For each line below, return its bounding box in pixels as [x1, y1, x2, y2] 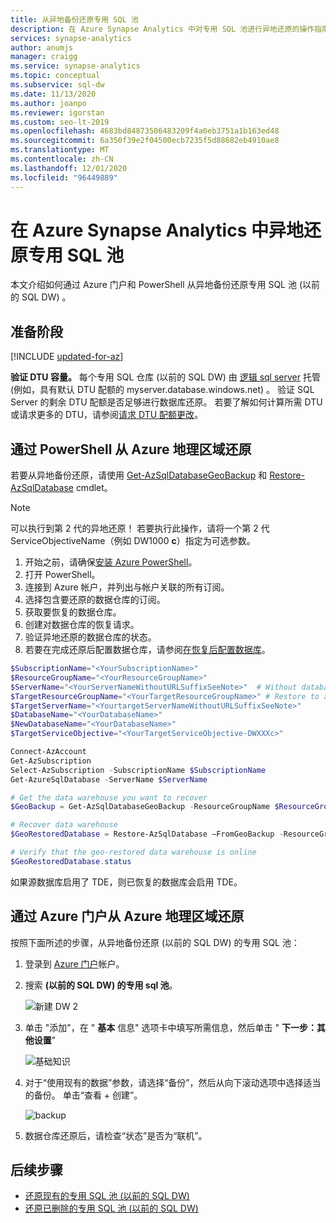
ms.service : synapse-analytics [10, 61, 141, 71]
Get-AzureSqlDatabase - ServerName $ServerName [10, 774, 208, 785]
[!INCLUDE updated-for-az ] [10, 351, 124, 363]
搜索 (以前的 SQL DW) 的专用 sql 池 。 [24, 979, 178, 991]
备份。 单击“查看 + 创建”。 [33, 1089, 143, 1101]
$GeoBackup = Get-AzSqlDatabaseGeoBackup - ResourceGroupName [10, 802, 271, 812]
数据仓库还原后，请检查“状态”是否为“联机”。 [24, 1129, 208, 1141]
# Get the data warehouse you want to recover [10, 792, 208, 803]
